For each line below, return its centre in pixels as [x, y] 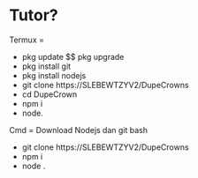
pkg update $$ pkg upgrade [73, 56]
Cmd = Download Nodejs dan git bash [79, 130]
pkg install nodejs [54, 75]
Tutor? [34, 15]
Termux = [27, 40]
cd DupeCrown [49, 94]
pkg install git [46, 66]
